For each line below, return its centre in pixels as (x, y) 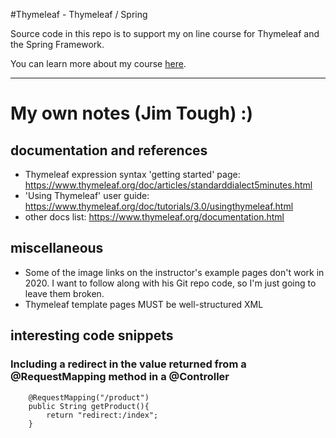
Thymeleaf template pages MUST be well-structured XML (144, 304)
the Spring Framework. (57, 44)
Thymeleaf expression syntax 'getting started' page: (132, 174)
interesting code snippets (92, 335)
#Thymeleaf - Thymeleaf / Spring (79, 14)
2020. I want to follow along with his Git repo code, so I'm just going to (170, 283)
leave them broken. (64, 293)
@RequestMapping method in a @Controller (120, 377)
